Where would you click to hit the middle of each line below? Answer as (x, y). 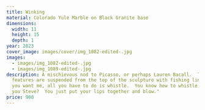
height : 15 (26, 35)
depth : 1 (23, 40)
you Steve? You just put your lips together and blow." (86, 92)
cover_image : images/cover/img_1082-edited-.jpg (69, 52)
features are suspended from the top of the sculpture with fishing (101, 80)
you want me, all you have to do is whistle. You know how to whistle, (106, 86)
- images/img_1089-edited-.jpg (52, 69)
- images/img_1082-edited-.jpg (52, 63)
